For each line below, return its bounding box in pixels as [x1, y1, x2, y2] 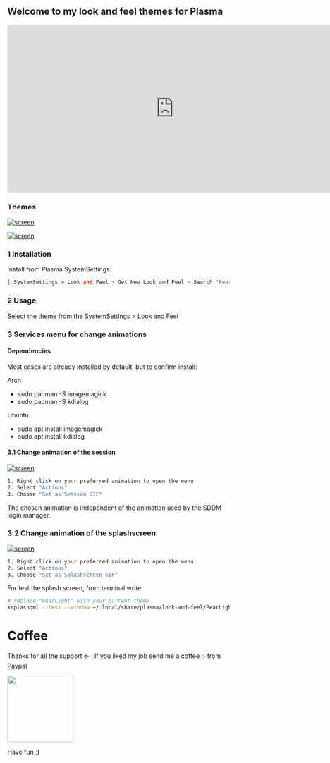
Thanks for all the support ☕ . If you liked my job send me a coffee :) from [7, 652, 221, 660]
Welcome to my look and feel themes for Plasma [7, 6, 224, 18]
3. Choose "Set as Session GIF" [7, 490, 102, 498]
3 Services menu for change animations [7, 329, 147, 339]
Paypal [7, 662, 28, 671]
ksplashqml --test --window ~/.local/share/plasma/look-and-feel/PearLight [7, 604, 235, 611]
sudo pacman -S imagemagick [17, 389, 107, 398]
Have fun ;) [7, 747, 40, 757]
